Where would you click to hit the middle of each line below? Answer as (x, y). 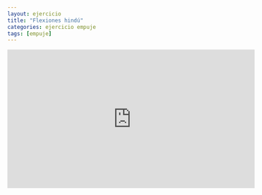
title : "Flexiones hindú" (45, 20)
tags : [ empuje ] (30, 33)
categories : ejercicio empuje (52, 27)
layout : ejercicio (34, 14)
